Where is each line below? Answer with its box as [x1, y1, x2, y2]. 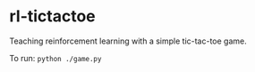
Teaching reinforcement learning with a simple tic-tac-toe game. [9, 36, 248, 46]
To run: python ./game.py [9, 52, 102, 63]
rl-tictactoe [9, 6, 96, 27]
